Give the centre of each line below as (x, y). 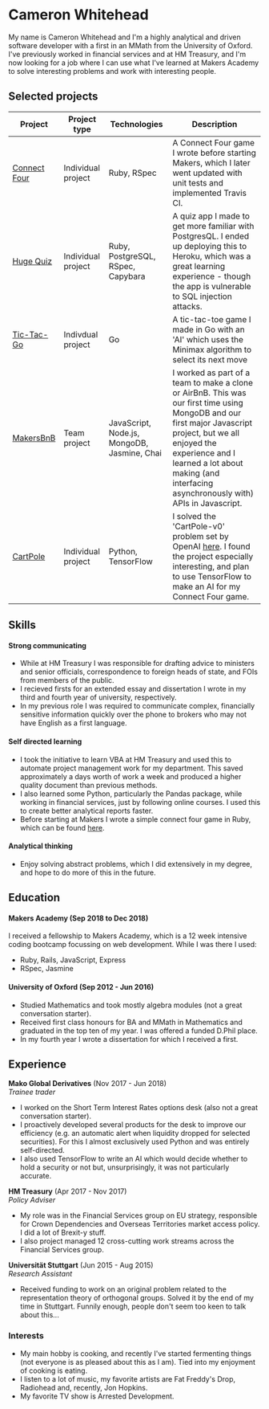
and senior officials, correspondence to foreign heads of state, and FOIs (139, 672)
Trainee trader (32, 1092)
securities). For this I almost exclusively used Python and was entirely (134, 1141)
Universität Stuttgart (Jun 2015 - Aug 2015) (81, 1265)
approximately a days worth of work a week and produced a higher (130, 776)
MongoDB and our (207, 413)
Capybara (127, 276)
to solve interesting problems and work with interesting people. (112, 71)
